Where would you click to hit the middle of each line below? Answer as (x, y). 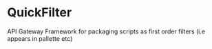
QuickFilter (40, 13)
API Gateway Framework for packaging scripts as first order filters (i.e (106, 31)
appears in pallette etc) (40, 38)
